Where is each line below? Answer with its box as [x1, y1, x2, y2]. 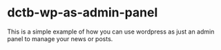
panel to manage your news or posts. [7, 34, 113, 42]
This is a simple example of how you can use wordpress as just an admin [7, 27, 215, 36]
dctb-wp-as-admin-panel [7, 5, 158, 21]
